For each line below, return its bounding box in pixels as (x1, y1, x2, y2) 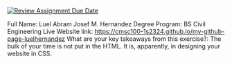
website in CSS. (7, 49, 53, 57)
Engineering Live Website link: (7, 28, 93, 35)
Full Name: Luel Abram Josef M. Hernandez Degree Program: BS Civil (7, 20, 206, 28)
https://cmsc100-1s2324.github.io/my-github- (94, 28, 225, 35)
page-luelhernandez (7, 35, 66, 43)
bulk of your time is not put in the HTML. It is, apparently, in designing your (7, 42, 220, 50)
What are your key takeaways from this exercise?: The (66, 35, 222, 43)
